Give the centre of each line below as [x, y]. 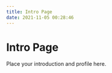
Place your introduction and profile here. [56, 64]
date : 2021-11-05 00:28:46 [40, 17]
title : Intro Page [29, 12]
